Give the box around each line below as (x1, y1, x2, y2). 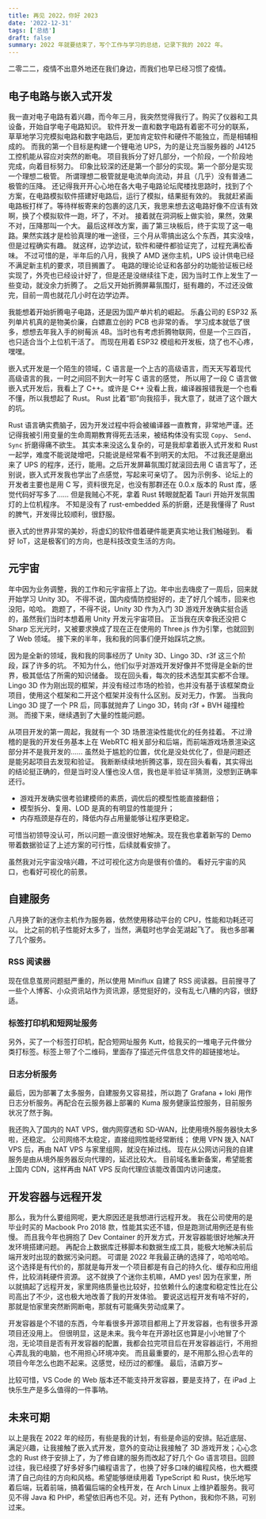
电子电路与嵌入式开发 (8, 89, 112, 103)
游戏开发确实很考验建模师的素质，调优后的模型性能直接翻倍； (19, 793, 222, 803)
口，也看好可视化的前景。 (8, 866, 92, 876)
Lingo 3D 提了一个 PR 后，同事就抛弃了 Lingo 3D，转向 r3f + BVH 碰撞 (8, 700, 238, 710)
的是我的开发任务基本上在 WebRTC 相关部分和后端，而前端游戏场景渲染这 (14, 737, 256, 746)
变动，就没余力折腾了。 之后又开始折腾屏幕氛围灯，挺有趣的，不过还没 (14, 280, 246, 290)
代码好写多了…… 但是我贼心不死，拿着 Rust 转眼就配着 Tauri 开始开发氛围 (14, 489, 256, 499)
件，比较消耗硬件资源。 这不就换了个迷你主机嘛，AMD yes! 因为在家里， (8, 1272, 245, 1282)
